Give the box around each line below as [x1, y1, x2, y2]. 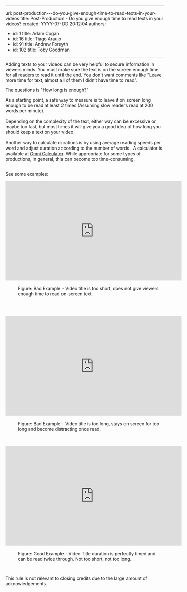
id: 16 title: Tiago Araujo [12, 36, 62, 42]
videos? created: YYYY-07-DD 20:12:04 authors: [5, 21, 106, 27]
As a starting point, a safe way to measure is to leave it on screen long [5, 97, 151, 103]
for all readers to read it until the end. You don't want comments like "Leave [5, 72, 162, 78]
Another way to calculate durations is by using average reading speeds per [5, 140, 161, 145]
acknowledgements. [5, 581, 47, 586]
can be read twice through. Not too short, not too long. [18, 556, 132, 562]
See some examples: [5, 171, 49, 177]
